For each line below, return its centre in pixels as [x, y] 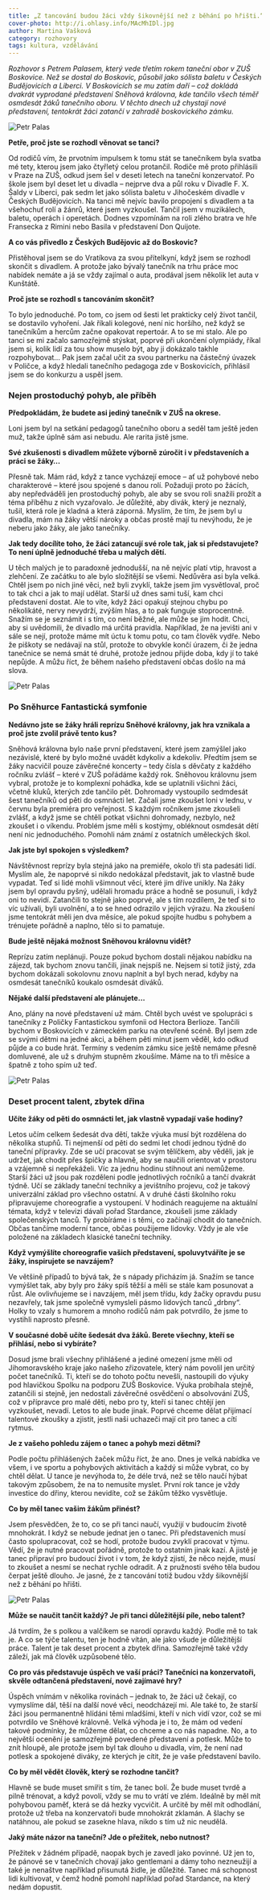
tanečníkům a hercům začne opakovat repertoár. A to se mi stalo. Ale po [128, 332]
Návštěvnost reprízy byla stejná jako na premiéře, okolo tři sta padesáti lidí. [133, 865]
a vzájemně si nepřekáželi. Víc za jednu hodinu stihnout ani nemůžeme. [127, 1169]
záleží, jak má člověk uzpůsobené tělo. [72, 1657]
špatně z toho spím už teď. [53, 1064]
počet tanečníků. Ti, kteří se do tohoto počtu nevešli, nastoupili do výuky [129, 1377]
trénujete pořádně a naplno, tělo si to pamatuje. [86, 925]
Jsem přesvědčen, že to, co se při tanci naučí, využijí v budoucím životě [128, 1524]
